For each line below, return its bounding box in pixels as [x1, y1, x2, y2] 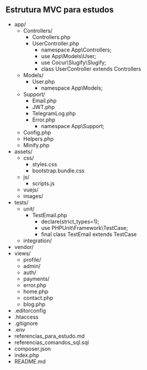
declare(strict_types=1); [41, 218, 100, 225]
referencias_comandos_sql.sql [14, 338, 89, 346]
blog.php [23, 301, 45, 308]
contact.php [23, 294, 53, 301]
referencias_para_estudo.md [14, 332, 85, 339]
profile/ [23, 256, 41, 263]
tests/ [14, 199, 29, 206]
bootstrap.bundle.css [32, 167, 85, 174]
